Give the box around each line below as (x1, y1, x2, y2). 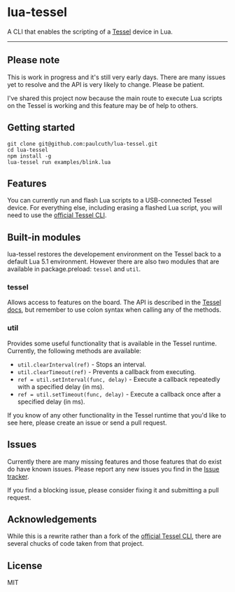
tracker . (7, 472, 29, 481)
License (7, 560, 43, 572)
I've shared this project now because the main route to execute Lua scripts (7, 94, 222, 102)
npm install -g (7, 152, 52, 160)
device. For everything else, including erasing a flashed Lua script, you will (7, 204, 222, 212)
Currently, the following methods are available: (7, 346, 142, 354)
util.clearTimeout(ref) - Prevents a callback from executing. (17, 367, 197, 376)
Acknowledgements (7, 513, 97, 525)
